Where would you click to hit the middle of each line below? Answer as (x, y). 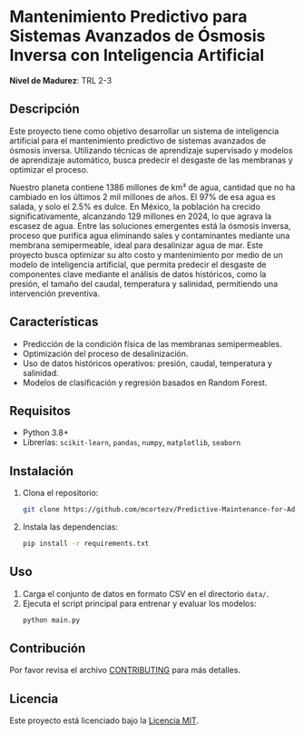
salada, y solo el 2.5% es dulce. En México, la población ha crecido (135, 206)
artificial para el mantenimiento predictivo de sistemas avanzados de (137, 140)
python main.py (51, 620)
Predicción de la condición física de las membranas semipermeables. (152, 343)
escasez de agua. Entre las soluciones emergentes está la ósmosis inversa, (150, 225)
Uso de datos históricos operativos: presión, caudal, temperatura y (147, 363)
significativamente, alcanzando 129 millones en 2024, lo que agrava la (141, 216)
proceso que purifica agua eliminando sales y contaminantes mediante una (150, 235)
